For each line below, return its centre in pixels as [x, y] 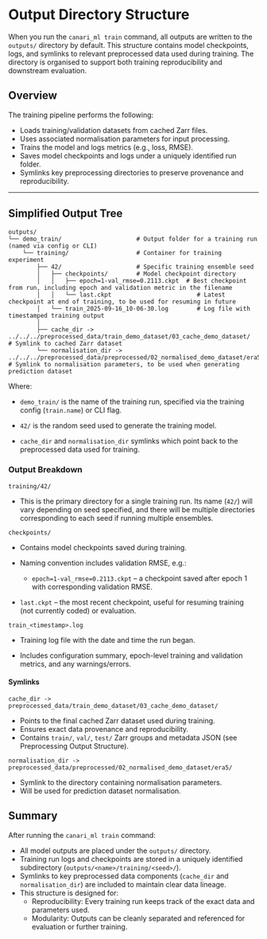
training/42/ [30, 486]
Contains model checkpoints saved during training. [103, 547]
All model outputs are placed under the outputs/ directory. [115, 851]
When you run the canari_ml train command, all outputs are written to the [130, 37]
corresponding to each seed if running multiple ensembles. [116, 518]
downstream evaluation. [48, 70]
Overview [33, 96]
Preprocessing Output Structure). [74, 746]
